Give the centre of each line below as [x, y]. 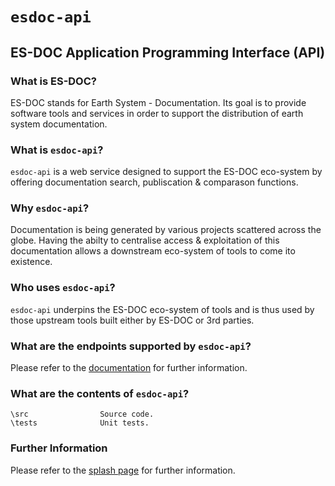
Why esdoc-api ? [50, 208]
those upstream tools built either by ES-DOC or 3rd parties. [132, 320]
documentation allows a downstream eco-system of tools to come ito [153, 251]
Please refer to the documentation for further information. [129, 368]
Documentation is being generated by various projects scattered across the [166, 230]
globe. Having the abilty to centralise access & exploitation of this [145, 240]
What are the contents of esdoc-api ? [100, 393]
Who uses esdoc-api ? [63, 288]
